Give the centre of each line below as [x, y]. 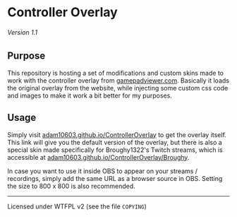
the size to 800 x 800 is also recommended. [71, 186]
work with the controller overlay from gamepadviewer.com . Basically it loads [118, 80]
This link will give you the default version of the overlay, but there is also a [115, 142]
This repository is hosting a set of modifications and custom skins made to [116, 73]
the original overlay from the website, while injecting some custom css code [118, 88]
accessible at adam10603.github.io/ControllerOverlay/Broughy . [98, 157]
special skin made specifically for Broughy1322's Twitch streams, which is [115, 150]
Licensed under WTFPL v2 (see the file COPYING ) [77, 206]
